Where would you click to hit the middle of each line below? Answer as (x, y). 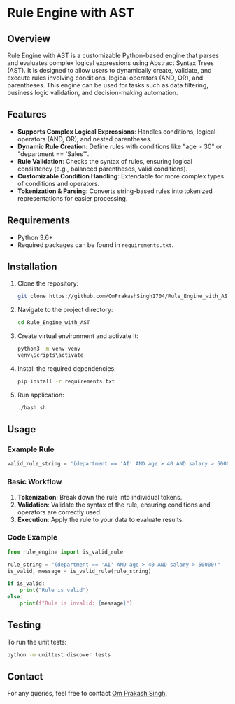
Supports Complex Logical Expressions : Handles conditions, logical (116, 132)
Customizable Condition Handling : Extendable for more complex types (121, 176)
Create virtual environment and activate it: (78, 336)
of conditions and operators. (58, 183)
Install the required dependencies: (67, 368)
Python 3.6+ (35, 237)
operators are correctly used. (59, 512)
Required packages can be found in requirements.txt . (95, 245)
